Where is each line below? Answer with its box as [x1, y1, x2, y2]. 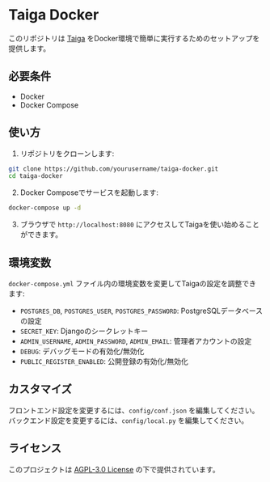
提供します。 [8, 43, 51, 53]
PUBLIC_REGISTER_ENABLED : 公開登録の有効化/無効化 [19, 357, 188, 366]
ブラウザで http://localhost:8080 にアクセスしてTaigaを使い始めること [19, 220, 260, 230]
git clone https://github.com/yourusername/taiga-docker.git [8, 164, 219, 173]
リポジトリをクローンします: [19, 148, 115, 159]
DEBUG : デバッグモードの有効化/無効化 [19, 346, 145, 356]
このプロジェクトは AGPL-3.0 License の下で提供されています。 [8, 464, 220, 474]
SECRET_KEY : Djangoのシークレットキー [19, 326, 148, 336]
